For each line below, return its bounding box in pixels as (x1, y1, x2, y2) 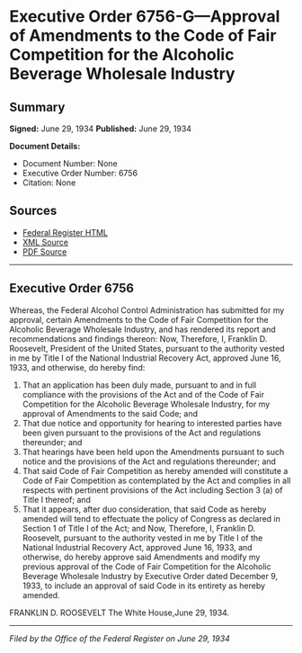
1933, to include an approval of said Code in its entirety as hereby (22, 580, 266, 591)
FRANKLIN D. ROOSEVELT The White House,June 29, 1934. (9, 607, 230, 618)
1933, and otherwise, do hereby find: (9, 362, 146, 372)
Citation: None (22, 177, 76, 188)
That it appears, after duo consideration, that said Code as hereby (22, 504, 267, 514)
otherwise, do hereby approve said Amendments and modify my (22, 551, 261, 562)
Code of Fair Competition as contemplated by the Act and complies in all (22, 475, 291, 486)
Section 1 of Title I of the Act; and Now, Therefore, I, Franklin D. (22, 523, 256, 533)
